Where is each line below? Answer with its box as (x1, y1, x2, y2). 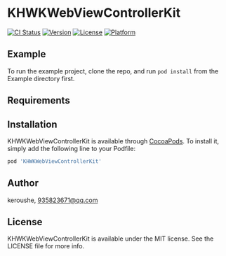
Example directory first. (7, 74, 75, 83)
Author (7, 177, 39, 190)
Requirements (7, 94, 70, 106)
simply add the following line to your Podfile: (7, 144, 135, 152)
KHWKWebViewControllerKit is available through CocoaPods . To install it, (7, 136, 220, 145)
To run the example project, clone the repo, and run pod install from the (7, 66, 219, 75)
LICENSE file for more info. (7, 242, 85, 250)
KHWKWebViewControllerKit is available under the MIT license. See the (7, 234, 214, 243)
